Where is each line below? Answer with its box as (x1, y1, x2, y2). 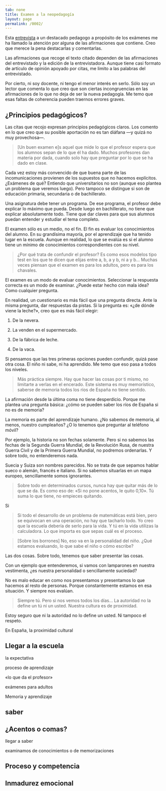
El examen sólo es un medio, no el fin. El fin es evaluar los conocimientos (5, 226, 155, 232)
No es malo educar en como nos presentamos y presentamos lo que (5, 578, 145, 584)
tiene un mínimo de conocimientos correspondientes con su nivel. (5, 242, 140, 248)
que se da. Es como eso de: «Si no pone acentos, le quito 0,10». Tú (17, 488, 154, 494)
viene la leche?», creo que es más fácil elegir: (5, 308, 99, 314)
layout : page (5, 16, 32, 21)
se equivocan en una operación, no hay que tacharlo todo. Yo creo (17, 518, 154, 524)
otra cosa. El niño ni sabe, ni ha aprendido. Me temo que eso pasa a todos (5, 361, 157, 367)
